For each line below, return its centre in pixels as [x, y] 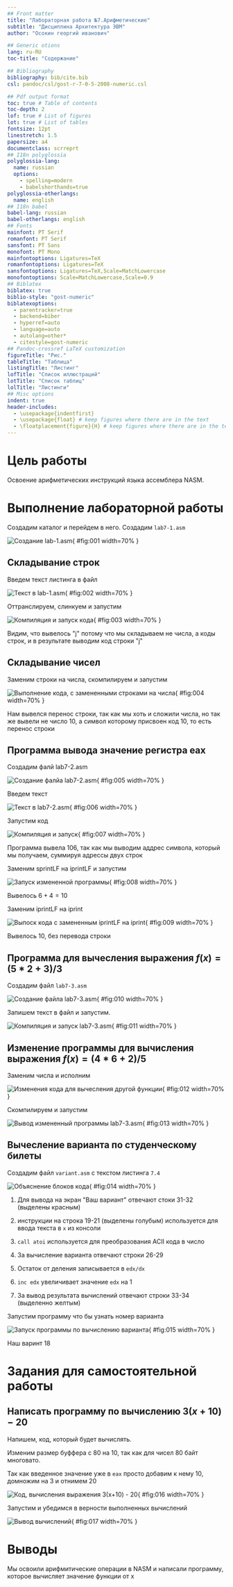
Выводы [32, 1549]
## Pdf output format [38, 97]
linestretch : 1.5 [32, 135]
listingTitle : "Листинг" [43, 368]
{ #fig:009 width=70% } [179, 923]
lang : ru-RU [24, 52]
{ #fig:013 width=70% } [175, 1123]
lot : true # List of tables [48, 122]
